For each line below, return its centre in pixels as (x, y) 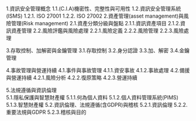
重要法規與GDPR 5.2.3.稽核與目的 (46, 112)
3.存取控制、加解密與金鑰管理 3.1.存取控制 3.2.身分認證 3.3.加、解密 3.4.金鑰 (98, 51)
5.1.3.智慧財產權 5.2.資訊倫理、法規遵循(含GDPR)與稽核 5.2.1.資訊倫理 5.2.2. (97, 105)
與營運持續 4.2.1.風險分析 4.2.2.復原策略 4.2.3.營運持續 (72, 78)
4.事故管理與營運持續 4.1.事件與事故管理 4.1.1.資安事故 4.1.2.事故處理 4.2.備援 (98, 70)
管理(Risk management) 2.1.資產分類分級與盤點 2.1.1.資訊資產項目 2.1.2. (96, 23)
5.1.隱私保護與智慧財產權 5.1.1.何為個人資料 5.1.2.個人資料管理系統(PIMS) (92, 98)
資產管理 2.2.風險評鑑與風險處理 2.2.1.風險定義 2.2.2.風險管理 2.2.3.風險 (97, 31)
